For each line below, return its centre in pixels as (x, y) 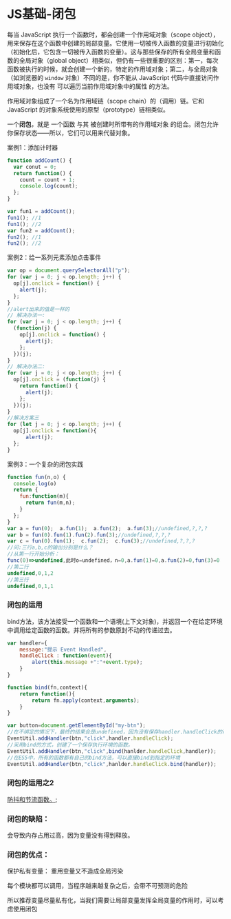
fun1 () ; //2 (24, 224)
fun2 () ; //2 (24, 243)
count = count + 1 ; (47, 180)
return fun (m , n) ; (50, 503)
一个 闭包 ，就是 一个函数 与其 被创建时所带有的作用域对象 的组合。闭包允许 (113, 124)
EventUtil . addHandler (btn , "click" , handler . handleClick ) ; (90, 738)
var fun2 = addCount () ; (41, 231)
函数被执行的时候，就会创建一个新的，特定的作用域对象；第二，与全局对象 (112, 69)
